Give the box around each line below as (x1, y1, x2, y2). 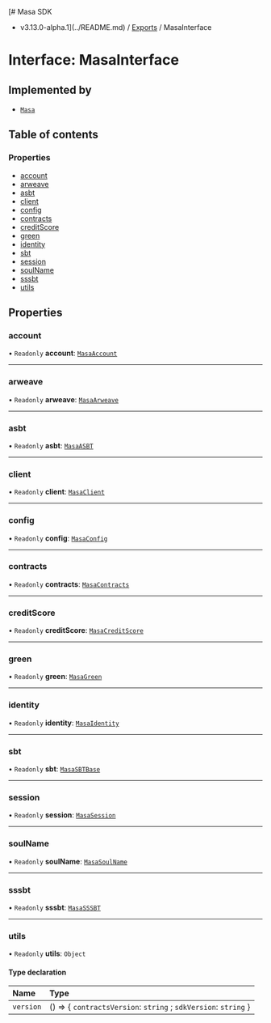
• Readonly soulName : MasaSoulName (8, 856, 127, 866)
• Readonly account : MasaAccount (8, 348, 118, 359)
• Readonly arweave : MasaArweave (8, 394, 119, 404)
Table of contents (8, 128, 98, 142)
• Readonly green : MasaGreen (8, 672, 102, 681)
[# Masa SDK (8, 7, 52, 16)
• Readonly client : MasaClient (8, 487, 105, 497)
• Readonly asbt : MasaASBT (8, 440, 94, 450)
